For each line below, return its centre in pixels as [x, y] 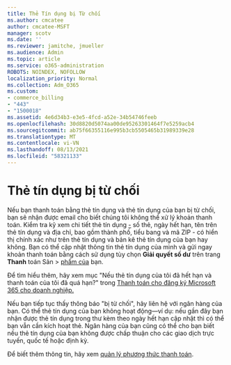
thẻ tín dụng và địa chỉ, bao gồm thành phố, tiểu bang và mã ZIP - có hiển [113, 232]
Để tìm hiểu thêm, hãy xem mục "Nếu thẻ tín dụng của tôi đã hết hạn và [110, 275]
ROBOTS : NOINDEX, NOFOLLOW [46, 72]
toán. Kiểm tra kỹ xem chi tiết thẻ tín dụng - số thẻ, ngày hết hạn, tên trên [112, 224]
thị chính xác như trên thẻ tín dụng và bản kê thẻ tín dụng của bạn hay [108, 239]
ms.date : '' [24, 40]
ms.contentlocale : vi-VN [43, 143]
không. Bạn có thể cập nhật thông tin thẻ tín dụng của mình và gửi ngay [110, 247]
